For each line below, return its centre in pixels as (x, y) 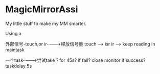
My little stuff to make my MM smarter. (46, 23)
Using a (13, 33)
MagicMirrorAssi (42, 9)
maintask (15, 50)
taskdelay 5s (19, 66)
